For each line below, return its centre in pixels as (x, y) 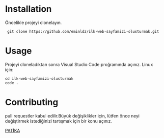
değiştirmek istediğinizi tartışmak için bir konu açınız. (58, 121)
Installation (28, 9)
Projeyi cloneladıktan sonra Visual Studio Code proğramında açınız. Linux (79, 64)
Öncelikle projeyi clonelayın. (34, 23)
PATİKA (13, 130)
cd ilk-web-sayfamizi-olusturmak (39, 79)
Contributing (32, 103)
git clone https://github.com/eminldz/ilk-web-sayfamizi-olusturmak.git (83, 31)
